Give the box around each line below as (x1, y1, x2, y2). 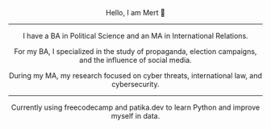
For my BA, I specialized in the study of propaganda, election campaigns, (14, 47, 257, 56)
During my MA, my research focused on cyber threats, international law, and (9, 71, 262, 80)
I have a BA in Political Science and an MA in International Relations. (23, 31, 248, 40)
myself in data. (110, 111, 161, 120)
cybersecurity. (111, 80, 160, 89)
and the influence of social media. (79, 56, 192, 64)
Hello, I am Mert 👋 (106, 8, 165, 17)
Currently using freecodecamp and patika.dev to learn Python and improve (10, 102, 261, 112)
